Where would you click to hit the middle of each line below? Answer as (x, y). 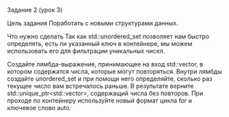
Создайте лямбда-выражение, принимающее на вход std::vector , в (105, 64)
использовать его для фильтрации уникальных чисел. (86, 51)
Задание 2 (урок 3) (35, 10)
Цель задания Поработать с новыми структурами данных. (93, 23)
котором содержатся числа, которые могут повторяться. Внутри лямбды (114, 71)
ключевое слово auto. (39, 108)
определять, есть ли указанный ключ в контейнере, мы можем (100, 43)
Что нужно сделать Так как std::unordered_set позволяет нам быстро (108, 36)
